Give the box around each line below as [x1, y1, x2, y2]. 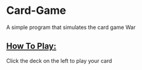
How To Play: [6, 41, 57, 51]
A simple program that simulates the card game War [6, 24, 136, 31]
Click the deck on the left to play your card [6, 57, 112, 64]
